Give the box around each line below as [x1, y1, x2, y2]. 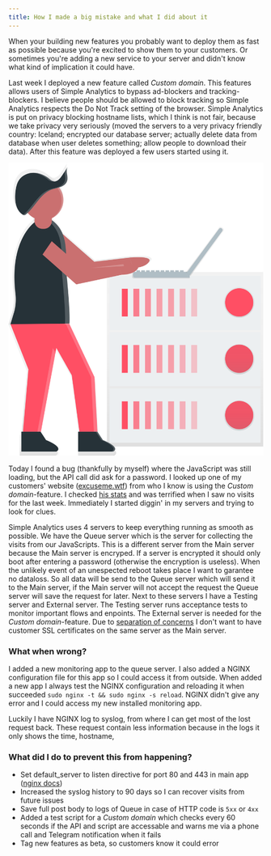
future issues [19, 795, 65, 805]
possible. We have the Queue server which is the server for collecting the [8, 531, 253, 540]
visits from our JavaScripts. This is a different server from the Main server [8, 539, 255, 549]
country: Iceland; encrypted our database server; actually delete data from [8, 129, 257, 139]
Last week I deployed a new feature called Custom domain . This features [8, 78, 252, 87]
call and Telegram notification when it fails [19, 830, 162, 840]
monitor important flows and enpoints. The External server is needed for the [8, 608, 262, 618]
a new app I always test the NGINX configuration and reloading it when [8, 681, 245, 691]
